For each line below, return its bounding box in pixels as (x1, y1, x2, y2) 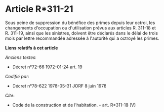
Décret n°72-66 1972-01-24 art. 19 (12, 64, 82, 70)
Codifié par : (5, 73, 30, 79)
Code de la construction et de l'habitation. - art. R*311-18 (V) (12, 102, 136, 108)
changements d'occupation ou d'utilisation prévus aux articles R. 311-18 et (5, 25, 156, 30)
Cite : (5, 92, 15, 98)
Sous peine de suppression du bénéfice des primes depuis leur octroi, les (5, 20, 155, 26)
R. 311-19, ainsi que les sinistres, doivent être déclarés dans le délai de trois (5, 30, 158, 36)
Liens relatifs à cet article (5, 45, 58, 51)
